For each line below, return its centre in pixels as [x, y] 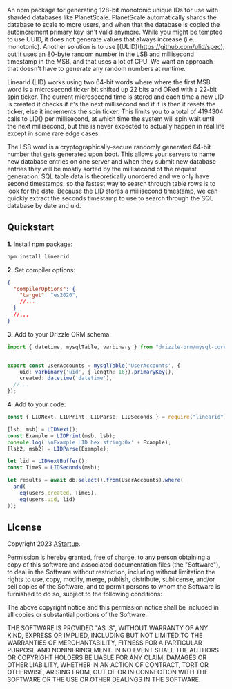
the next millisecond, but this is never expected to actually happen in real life [116, 126]
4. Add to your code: [37, 404]
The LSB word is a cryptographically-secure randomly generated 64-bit [109, 147]
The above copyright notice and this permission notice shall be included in [113, 607]
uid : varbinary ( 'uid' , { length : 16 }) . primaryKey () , [97, 372]
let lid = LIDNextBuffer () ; [48, 461]
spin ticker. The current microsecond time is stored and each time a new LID [116, 97]
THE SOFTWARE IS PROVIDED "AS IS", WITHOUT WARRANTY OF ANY [108, 628]
